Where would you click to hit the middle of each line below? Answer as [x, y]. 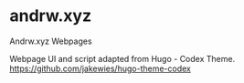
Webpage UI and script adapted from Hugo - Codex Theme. [122, 58]
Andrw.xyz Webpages [51, 41]
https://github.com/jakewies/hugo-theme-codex [101, 68]
